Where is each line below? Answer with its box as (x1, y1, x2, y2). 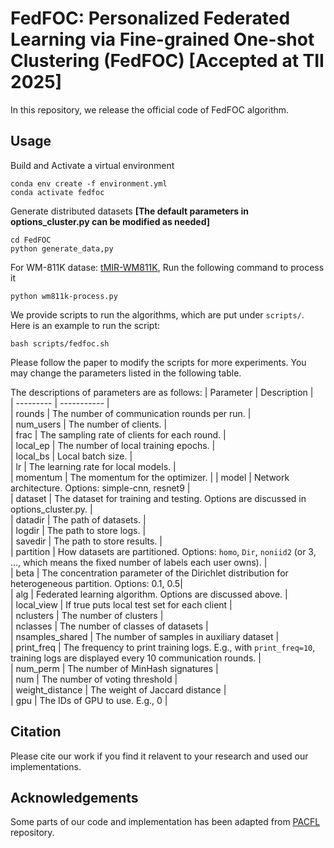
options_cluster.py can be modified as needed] (10, 215, 211, 227)
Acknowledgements (10, 789, 139, 806)
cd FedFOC (10, 235, 52, 245)
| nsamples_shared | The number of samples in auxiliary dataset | (10, 630, 280, 642)
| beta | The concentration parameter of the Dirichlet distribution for (10, 567, 289, 579)
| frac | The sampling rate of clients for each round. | (10, 428, 227, 441)
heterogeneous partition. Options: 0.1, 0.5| (10, 577, 183, 589)
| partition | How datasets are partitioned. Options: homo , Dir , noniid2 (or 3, (10, 545, 317, 557)
